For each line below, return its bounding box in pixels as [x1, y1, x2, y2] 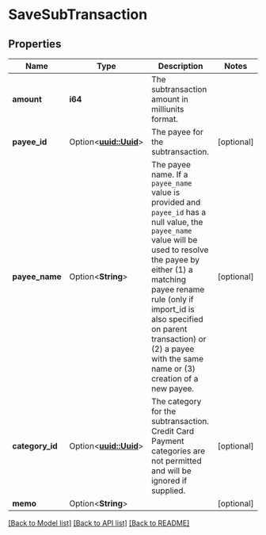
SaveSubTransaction [8, 6, 148, 24]
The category [151, 396, 202, 407]
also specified [151, 314, 203, 324]
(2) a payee [151, 343, 195, 354]
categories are [151, 445, 206, 457]
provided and [151, 197, 201, 208]
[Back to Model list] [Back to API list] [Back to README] [8, 518, 190, 528]
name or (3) [151, 363, 196, 374]
